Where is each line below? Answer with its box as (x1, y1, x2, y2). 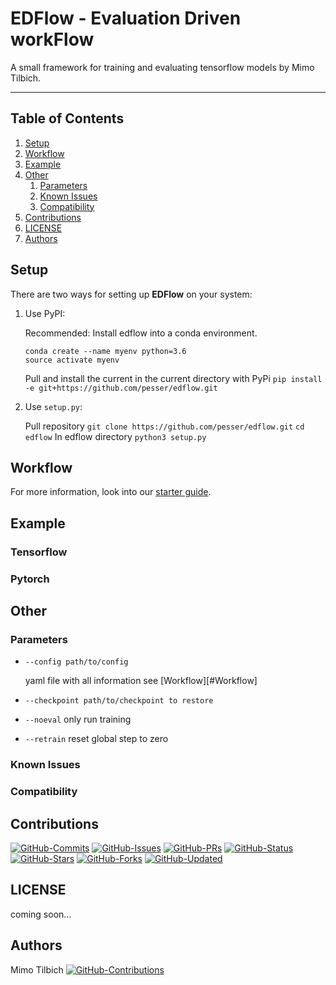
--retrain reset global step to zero (24, 733, 169, 745)
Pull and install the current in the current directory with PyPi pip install (24, 372, 323, 384)
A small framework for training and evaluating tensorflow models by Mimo (10, 61, 315, 73)
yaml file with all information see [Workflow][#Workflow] (24, 675, 258, 687)
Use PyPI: (24, 307, 66, 319)
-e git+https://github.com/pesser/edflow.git (24, 383, 218, 393)
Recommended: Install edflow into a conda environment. (24, 327, 258, 339)
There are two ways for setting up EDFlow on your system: (10, 288, 253, 300)
